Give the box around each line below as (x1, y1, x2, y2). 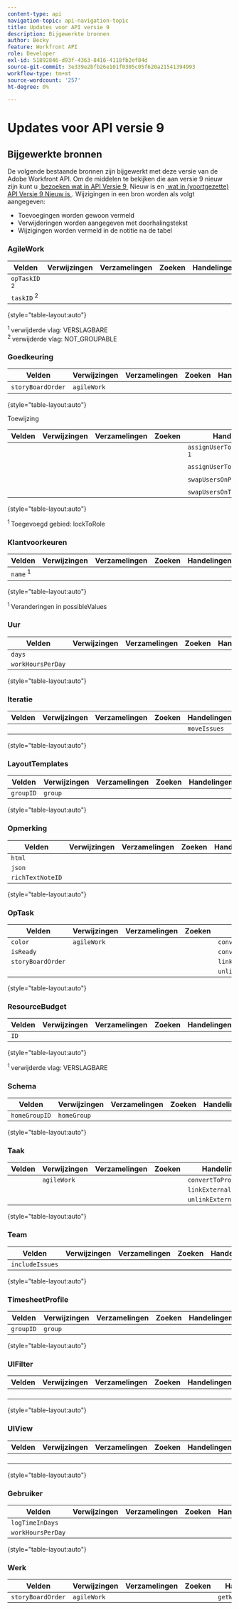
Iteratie (7, 694, 33, 704)
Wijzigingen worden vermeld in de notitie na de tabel (17, 226, 173, 235)
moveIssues (187, 725, 224, 733)
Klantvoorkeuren (7, 538, 68, 548)
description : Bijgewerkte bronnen (7, 30, 110, 38)
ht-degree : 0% (7, 83, 50, 90)
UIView (7, 1424, 33, 1434)
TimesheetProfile (7, 1294, 69, 1304)
